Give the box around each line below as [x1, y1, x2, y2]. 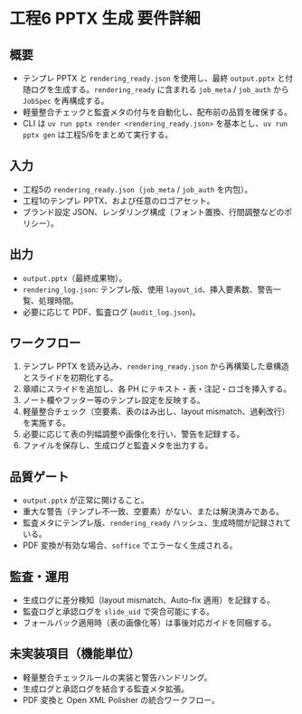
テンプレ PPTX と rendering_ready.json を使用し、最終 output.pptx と [22, 73, 286, 83]
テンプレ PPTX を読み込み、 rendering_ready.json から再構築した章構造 [22, 361, 289, 371]
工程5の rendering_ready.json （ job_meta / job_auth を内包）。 [22, 183, 253, 194]
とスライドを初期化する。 [22, 372, 118, 383]
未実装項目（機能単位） [9, 646, 140, 662]
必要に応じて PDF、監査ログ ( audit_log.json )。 [22, 306, 201, 317]
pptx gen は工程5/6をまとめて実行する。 [22, 129, 174, 140]
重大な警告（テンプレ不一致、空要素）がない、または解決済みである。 [22, 506, 285, 517]
